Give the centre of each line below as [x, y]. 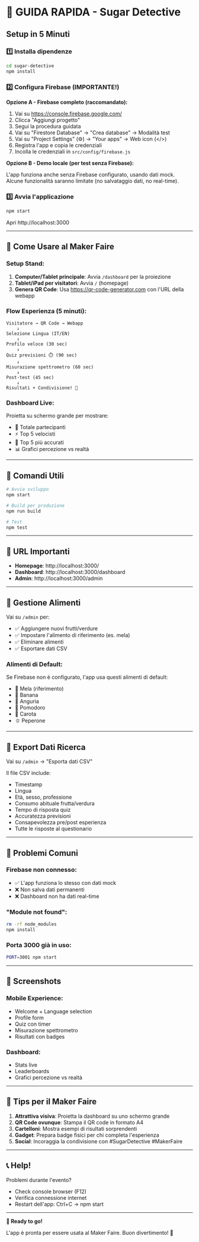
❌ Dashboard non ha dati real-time [57, 896]
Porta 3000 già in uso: [39, 945]
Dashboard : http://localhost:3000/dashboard [70, 572]
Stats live [26, 1065]
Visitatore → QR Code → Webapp [45, 323]
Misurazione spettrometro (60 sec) [50, 367]
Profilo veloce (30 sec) [37, 344]
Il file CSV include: [29, 773]
